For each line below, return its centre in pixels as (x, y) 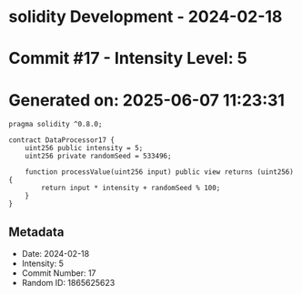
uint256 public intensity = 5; (84, 148)
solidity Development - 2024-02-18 (146, 17)
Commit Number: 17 (59, 273)
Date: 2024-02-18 (55, 254)
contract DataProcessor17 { (62, 140)
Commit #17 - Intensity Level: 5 (128, 59)
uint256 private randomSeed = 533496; (98, 157)
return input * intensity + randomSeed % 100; (131, 188)
